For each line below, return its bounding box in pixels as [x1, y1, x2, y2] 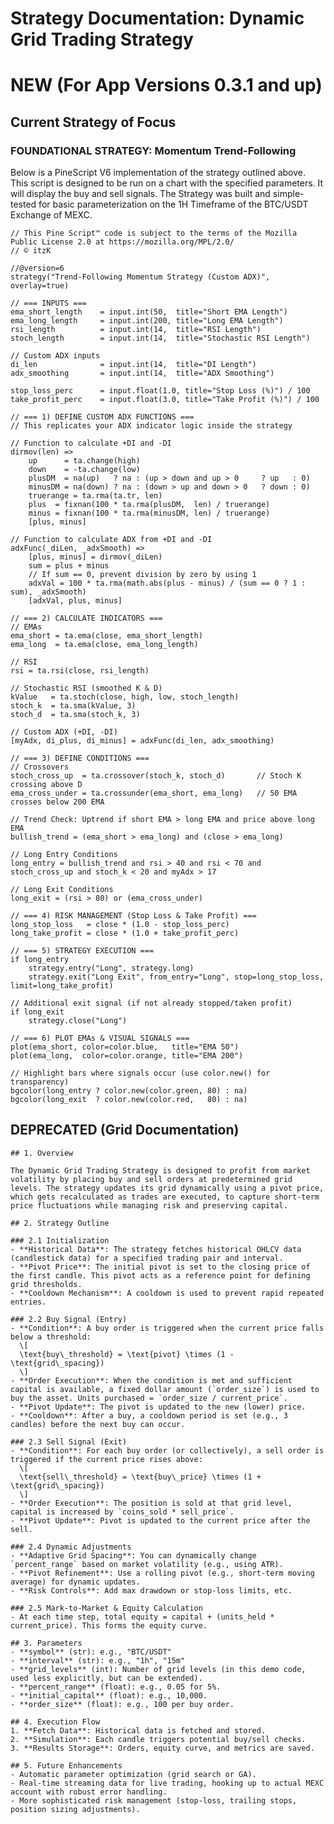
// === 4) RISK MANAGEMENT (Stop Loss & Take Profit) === [10, 911, 257, 921]
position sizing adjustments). [10, 1804, 141, 1814]
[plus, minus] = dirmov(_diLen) [28, 552, 163, 562]
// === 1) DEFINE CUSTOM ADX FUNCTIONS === [10, 412, 195, 422]
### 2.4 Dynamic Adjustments [10, 1542, 132, 1552]
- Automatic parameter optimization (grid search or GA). [10, 1769, 257, 1779]
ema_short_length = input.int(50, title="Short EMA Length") [10, 307, 288, 317]
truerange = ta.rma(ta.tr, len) [28, 491, 163, 501]
